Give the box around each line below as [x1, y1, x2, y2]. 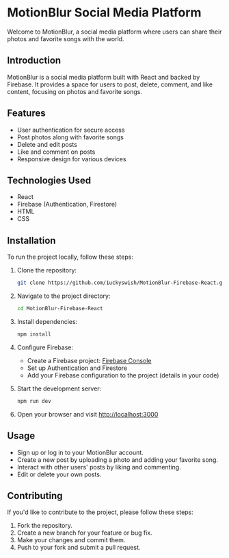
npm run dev [16, 397, 51, 404]
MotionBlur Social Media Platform [7, 5, 202, 21]
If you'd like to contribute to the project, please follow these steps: [7, 508, 193, 516]
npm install [16, 331, 51, 338]
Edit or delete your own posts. [16, 470, 102, 478]
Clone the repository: [16, 266, 77, 275]
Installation [7, 235, 56, 246]
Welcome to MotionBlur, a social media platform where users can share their [7, 27, 222, 36]
